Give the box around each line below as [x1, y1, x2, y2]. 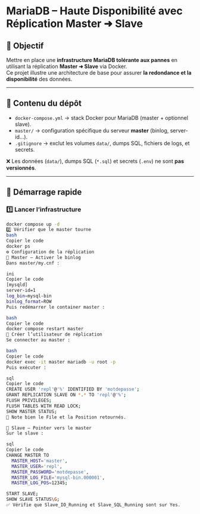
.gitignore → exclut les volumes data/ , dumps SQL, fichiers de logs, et [14, 139, 190, 147]
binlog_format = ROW [6, 298, 52, 304]
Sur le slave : [6, 430, 44, 436]
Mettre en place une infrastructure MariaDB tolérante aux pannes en [6, 57, 177, 63]
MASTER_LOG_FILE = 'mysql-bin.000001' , [11, 475, 105, 481]
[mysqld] [6, 282, 28, 288]
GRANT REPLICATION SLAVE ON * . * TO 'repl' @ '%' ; [6, 392, 127, 398]
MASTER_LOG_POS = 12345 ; [11, 480, 68, 486]
